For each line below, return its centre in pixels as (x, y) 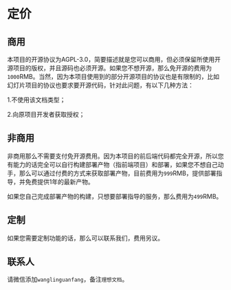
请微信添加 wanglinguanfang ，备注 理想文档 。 (68, 280)
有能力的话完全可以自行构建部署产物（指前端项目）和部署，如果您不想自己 (112, 164)
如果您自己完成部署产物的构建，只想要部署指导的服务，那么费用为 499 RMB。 (115, 196)
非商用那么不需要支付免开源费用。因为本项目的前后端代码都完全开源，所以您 (115, 156)
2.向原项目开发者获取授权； (46, 114)
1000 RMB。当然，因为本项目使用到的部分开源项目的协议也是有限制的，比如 (113, 77)
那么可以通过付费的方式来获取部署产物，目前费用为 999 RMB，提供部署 (118, 173)
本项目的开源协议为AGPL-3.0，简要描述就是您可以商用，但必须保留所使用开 (114, 59)
